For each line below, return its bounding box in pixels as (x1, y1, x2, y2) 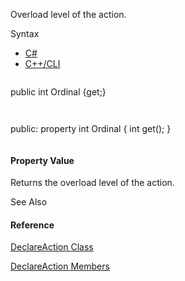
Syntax (10, 28, 40, 39)
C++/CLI (24, 58, 61, 69)
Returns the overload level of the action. (10, 177, 175, 189)
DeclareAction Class (10, 241, 94, 253)
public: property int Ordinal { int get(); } (10, 123, 172, 134)
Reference (10, 219, 55, 231)
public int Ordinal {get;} (10, 86, 107, 98)
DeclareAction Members (10, 260, 110, 273)
